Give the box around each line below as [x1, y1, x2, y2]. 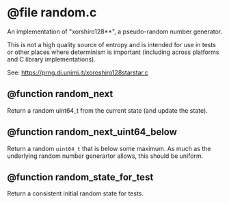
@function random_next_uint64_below [7, 126, 178, 138]
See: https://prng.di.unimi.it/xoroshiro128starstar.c [7, 68, 148, 77]
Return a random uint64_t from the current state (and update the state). [7, 106, 208, 114]
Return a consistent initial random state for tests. [7, 189, 144, 198]
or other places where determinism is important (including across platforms [7, 48, 220, 56]
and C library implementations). [7, 55, 96, 63]
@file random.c [7, 5, 97, 21]
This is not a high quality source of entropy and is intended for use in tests [7, 40, 217, 49]
